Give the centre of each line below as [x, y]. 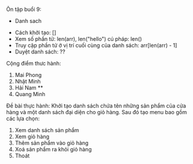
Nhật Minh [28, 81]
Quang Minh [30, 94]
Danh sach [28, 21]
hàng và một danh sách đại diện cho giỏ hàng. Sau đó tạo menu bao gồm [96, 112]
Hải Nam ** [29, 88]
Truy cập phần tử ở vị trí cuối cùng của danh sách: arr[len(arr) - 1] [96, 45]
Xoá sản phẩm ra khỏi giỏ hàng [53, 149]
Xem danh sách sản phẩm [47, 130]
